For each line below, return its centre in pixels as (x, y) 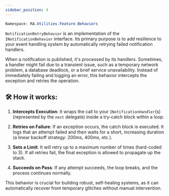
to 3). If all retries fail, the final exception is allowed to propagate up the (87, 153)
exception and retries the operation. (42, 81)
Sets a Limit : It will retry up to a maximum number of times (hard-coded (87, 147)
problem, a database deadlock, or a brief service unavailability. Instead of (81, 70)
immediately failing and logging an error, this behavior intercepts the (76, 75)
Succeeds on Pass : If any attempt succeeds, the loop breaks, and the (85, 168)
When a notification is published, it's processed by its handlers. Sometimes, (84, 59)
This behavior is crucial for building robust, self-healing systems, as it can (82, 183)
